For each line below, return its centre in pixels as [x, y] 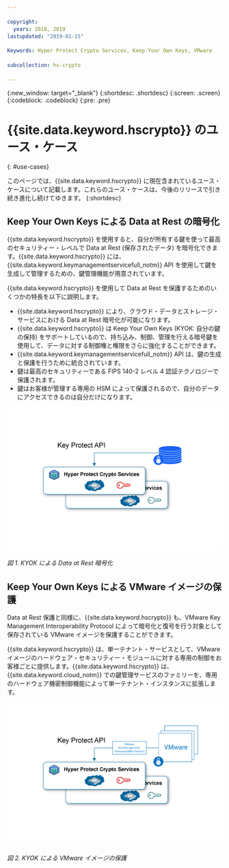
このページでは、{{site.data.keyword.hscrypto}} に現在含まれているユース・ [114, 180]
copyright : [23, 22]
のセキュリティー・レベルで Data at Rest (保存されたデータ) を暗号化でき [109, 248]
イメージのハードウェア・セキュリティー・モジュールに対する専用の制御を [111, 658]
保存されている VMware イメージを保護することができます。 [92, 635]
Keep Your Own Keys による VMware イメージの [110, 587]
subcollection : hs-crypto [44, 65]
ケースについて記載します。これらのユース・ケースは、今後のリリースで [108, 189]
